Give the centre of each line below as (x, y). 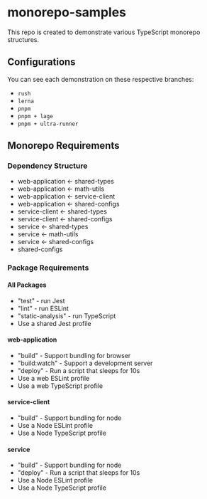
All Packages (27, 285)
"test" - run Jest (41, 300)
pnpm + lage (35, 116)
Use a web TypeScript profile (60, 386)
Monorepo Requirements (63, 146)
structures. (23, 39)
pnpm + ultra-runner (48, 124)
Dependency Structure (47, 166)
